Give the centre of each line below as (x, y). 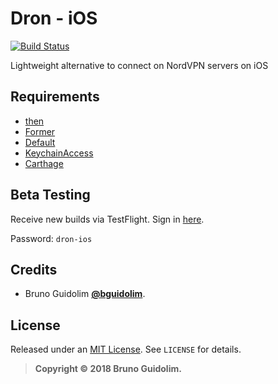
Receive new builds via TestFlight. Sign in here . (107, 219)
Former (40, 131)
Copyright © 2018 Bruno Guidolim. (108, 369)
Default (40, 142)
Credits (34, 269)
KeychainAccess (59, 153)
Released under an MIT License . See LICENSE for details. (126, 349)
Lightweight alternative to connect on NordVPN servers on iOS (139, 65)
